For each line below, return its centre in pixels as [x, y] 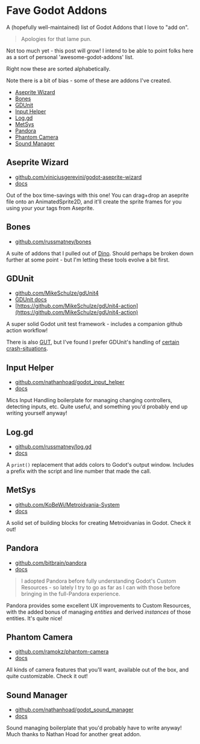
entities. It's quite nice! [34, 618]
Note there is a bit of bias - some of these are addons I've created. [89, 80]
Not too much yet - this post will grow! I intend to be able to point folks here [100, 50]
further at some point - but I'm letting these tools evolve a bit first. [88, 260]
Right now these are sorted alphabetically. [58, 69]
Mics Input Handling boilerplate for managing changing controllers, [89, 400]
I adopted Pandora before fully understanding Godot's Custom [98, 581]
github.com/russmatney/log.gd [53, 447]
